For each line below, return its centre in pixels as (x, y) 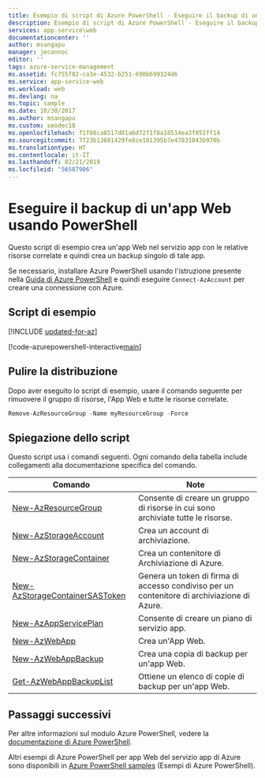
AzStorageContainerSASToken (69, 596)
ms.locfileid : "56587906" (50, 170)
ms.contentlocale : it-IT (49, 155)
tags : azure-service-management (61, 67)
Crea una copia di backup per (193, 654)
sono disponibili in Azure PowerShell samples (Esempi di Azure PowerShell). (132, 765)
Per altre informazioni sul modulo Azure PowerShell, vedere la (108, 734)
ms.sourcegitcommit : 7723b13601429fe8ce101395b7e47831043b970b (114, 140)
